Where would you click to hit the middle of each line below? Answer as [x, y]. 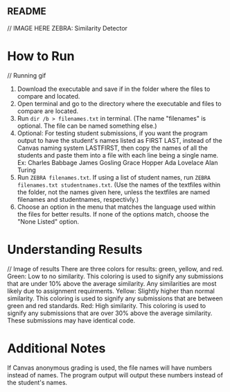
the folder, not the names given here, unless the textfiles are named [113, 192]
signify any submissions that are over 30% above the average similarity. [110, 313]
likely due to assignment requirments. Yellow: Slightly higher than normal [111, 291]
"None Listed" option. [48, 221]
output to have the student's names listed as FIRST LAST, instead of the [120, 140]
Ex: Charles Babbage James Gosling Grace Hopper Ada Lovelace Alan [117, 162]
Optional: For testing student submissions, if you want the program [112, 133]
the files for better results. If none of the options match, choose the [113, 214]
